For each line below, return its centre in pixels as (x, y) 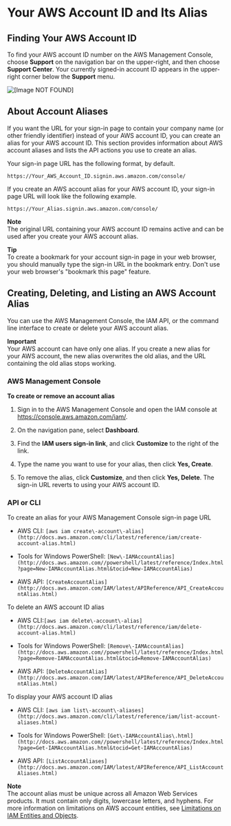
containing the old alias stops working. (62, 363)
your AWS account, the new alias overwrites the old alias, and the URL (107, 355)
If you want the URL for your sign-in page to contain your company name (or (115, 128)
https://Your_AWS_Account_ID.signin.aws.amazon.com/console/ (97, 176)
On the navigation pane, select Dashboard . (78, 430)
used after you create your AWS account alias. (73, 236)
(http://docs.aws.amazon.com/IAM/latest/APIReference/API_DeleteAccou (120, 678)
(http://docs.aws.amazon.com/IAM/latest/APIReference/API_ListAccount (120, 767)
